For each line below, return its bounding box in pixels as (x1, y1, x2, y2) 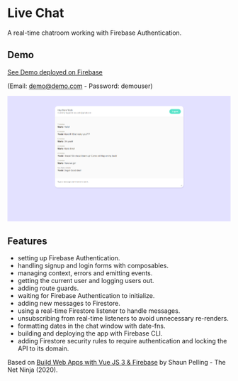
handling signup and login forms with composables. (17, 261, 169, 270)
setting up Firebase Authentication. (17, 254, 120, 263)
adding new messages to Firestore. (17, 299, 120, 308)
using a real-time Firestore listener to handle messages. (17, 307, 181, 315)
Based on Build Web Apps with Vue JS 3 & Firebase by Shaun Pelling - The (7, 358, 226, 367)
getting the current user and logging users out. (17, 277, 154, 285)
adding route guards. (17, 284, 79, 292)
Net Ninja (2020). (7, 365, 58, 374)
